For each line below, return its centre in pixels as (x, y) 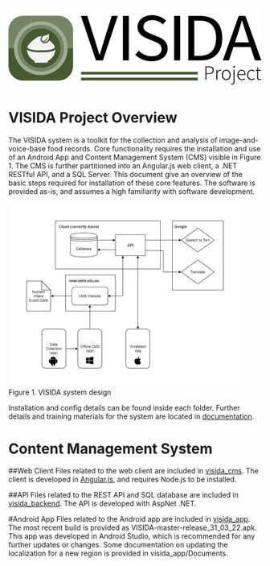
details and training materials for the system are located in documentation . (131, 416)
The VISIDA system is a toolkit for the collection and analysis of (113, 140)
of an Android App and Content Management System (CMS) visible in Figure (135, 157)
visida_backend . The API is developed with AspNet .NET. (102, 504)
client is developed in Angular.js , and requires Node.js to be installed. (123, 479)
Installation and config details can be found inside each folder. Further (125, 407)
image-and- (239, 140)
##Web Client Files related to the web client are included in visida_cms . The (134, 471)
